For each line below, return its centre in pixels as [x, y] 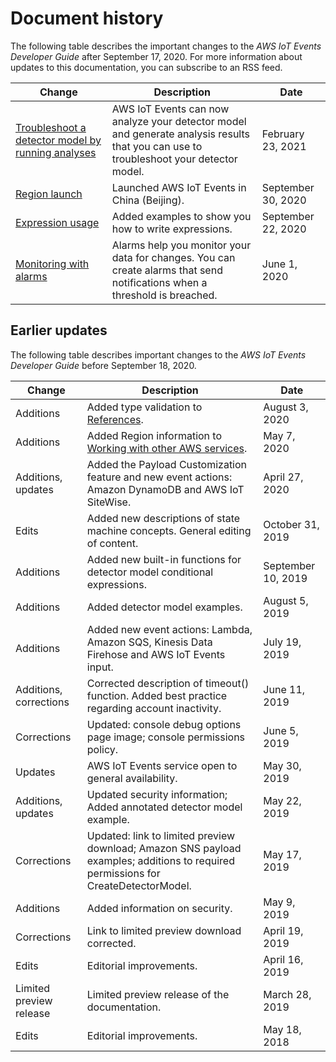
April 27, [283, 477]
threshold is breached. [164, 295]
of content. [112, 543]
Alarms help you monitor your [181, 245]
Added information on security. [159, 908]
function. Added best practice [157, 695]
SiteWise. [109, 502]
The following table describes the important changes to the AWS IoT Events [166, 46]
